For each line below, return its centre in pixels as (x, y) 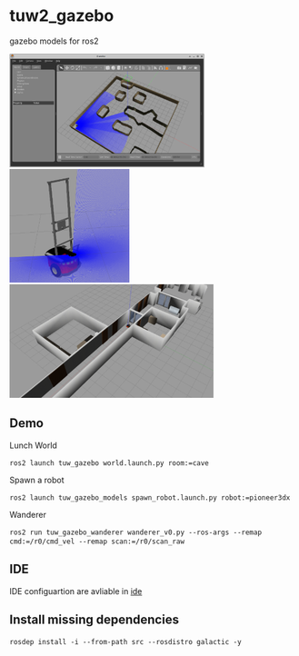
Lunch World (33, 445)
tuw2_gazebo (62, 16)
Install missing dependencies (95, 619)
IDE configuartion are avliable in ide (76, 591)
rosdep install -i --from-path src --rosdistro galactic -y (126, 642)
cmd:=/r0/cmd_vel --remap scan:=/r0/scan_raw (97, 542)
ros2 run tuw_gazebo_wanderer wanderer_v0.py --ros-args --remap (135, 532)
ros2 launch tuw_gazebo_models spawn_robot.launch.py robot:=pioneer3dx (150, 497)
